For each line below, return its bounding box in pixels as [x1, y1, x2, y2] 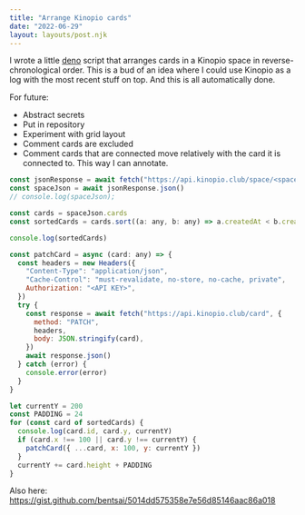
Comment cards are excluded [22, 138, 133, 150]
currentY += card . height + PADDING [17, 461, 152, 470]
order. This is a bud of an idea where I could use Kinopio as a [62, 64, 291, 75]
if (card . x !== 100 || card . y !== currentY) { [17, 435, 197, 444]
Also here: [9, 485, 48, 496]
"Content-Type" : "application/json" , [25, 267, 169, 276]
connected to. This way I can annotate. [22, 158, 169, 169]
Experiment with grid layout [22, 129, 126, 140]
